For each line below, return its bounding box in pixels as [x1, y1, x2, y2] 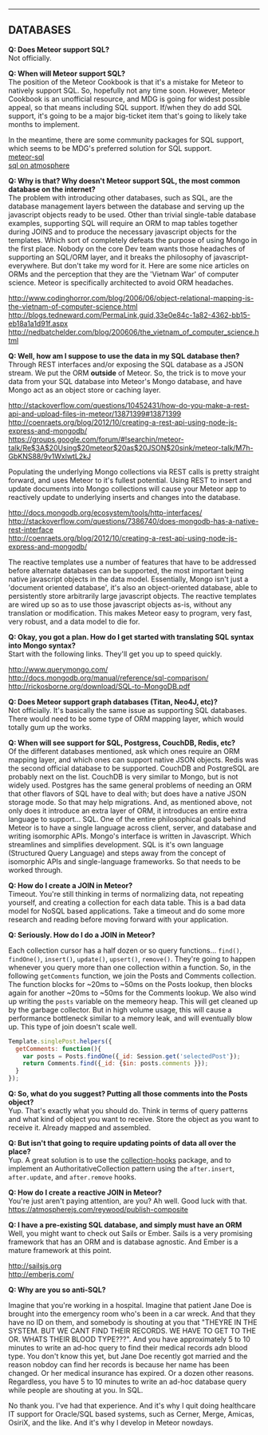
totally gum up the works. [8, 722, 93, 731]
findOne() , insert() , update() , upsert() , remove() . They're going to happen [8, 953, 256, 963]
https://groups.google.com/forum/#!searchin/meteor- [8, 434, 185, 444]
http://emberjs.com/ [8, 1270, 74, 1279]
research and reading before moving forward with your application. [8, 914, 229, 924]
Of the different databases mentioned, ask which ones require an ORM [8, 746, 241, 755]
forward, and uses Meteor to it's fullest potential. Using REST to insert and [8, 475, 252, 485]
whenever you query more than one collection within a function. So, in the [8, 962, 251, 972]
